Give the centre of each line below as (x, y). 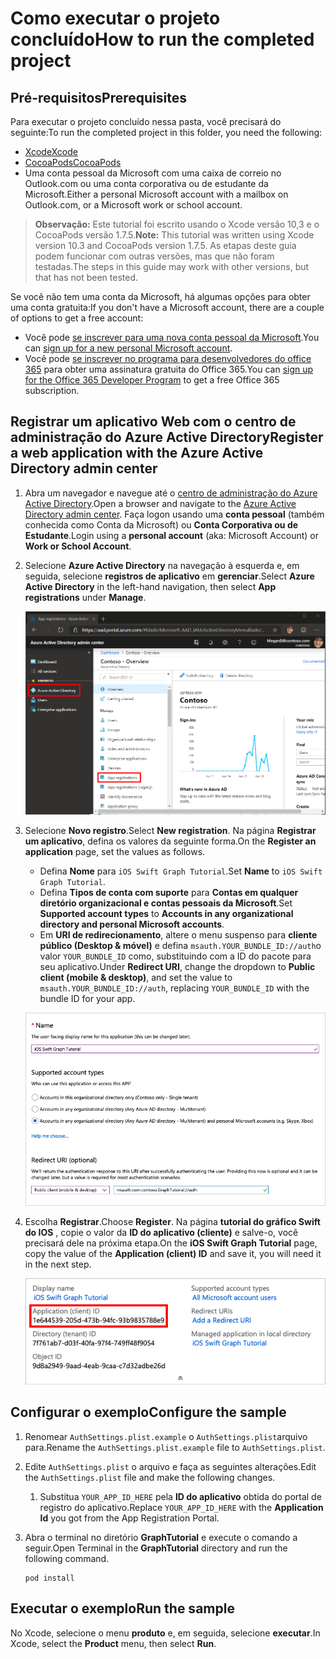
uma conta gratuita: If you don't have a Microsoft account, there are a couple (167, 307)
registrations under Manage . (85, 597)
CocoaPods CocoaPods (73, 162)
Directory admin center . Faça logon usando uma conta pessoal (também (174, 514)
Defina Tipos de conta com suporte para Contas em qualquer (169, 892)
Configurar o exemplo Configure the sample (148, 1412)
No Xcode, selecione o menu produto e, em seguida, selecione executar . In (165, 1633)
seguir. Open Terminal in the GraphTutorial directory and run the (156, 1548)
